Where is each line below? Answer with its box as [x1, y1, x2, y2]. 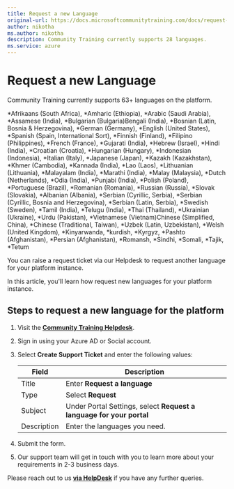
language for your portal [65, 409, 149, 419]
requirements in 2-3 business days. [17, 460, 120, 468]
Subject [20, 405, 47, 415]
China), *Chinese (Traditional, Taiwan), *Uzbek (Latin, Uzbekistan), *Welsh [7, 220, 224, 229]
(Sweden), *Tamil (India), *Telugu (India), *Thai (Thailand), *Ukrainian [7, 205, 210, 213]
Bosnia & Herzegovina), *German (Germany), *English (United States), [7, 123, 210, 133]
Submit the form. [17, 439, 66, 447]
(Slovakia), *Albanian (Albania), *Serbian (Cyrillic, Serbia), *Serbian [7, 190, 203, 199]
